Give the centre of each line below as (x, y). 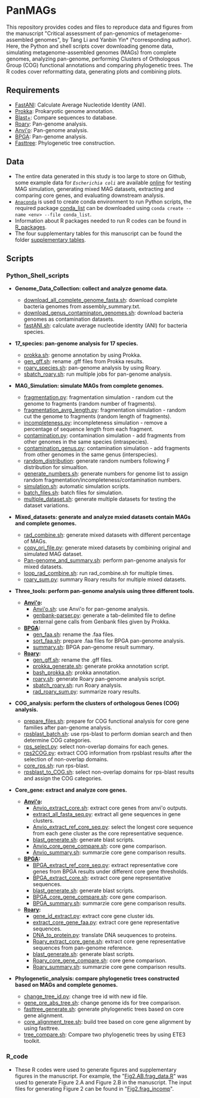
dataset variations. (47, 506)
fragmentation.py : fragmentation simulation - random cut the (99, 397)
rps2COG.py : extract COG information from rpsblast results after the (108, 753)
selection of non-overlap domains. (66, 759)
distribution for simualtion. (56, 467)
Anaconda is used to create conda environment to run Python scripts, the (103, 202)
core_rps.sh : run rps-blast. (56, 766)
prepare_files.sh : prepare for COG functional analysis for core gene (106, 721)
